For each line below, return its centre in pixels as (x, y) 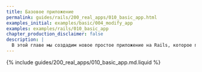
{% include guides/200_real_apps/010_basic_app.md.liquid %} (84, 62)
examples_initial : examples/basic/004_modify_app (70, 23)
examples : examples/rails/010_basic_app (58, 28)
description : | (25, 40)
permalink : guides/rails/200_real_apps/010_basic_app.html (82, 17)
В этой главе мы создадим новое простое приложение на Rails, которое (102, 46)
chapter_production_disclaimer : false (55, 34)
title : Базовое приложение (40, 12)
